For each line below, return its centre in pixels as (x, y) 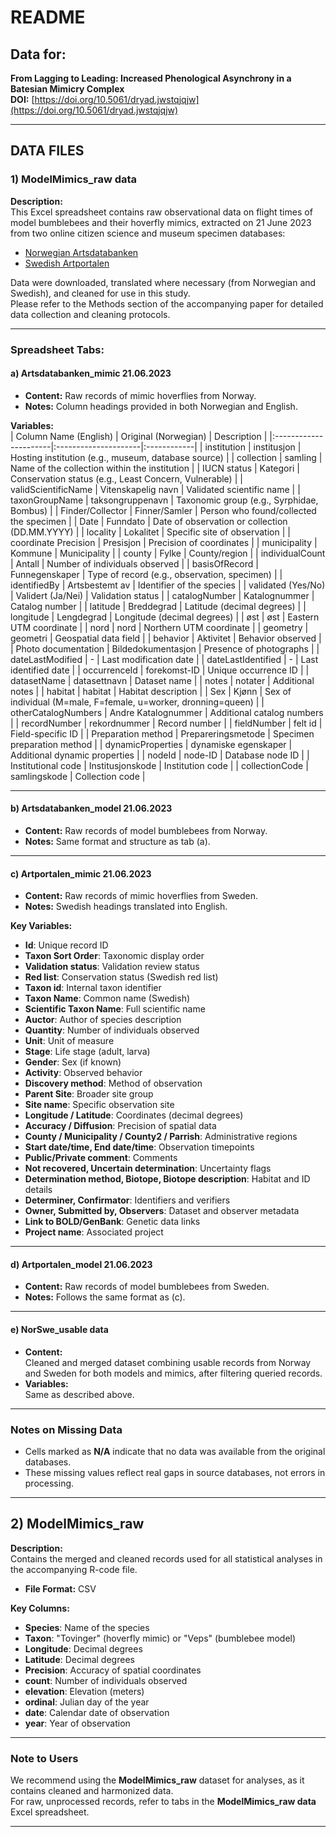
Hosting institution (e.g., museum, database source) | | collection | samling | (166, 457)
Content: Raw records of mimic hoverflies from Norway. (140, 395)
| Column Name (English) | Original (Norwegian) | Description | (139, 436)
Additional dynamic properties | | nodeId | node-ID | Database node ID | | (160, 755)
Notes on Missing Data (66, 1429)
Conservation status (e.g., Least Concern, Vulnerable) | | (126, 478)
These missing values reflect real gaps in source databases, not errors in (175, 1472)
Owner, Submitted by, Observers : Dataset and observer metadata (162, 1211)
